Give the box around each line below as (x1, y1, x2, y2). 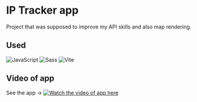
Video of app (6, 74, 54, 84)
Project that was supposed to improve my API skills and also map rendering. (6, 23, 192, 30)
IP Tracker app (6, 4, 79, 17)
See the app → (6, 89, 43, 96)
